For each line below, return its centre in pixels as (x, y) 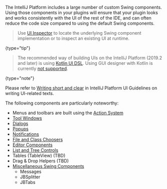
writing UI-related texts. (30, 93)
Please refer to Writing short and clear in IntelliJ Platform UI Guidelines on (81, 88)
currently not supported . (43, 68)
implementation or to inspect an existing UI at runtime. (73, 38)
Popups (20, 129)
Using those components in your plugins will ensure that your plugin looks (81, 13)
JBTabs (28, 182)
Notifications (26, 134)
